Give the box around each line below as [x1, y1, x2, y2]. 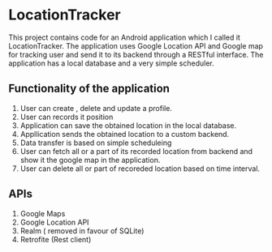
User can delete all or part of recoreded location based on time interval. [19, 164, 261, 173]
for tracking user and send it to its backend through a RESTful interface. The [8, 49, 264, 59]
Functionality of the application [8, 82, 171, 96]
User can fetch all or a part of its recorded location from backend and [19, 146, 253, 156]
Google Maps [19, 208, 66, 218]
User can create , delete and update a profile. [19, 103, 173, 113]
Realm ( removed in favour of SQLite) [19, 225, 145, 236]
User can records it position [19, 112, 114, 122]
